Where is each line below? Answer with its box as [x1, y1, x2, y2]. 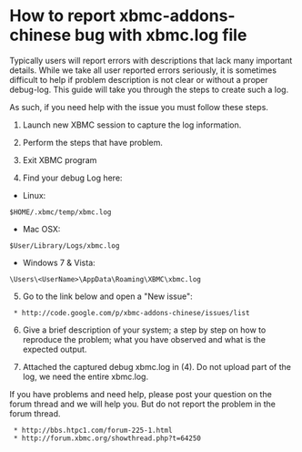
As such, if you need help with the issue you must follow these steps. [9, 101, 268, 112]
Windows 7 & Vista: [22, 257, 96, 268]
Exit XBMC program [22, 154, 97, 165]
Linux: [22, 190, 46, 200]
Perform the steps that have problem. [22, 137, 164, 148]
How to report [9, 5, 116, 26]
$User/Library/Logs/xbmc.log [9, 241, 120, 251]
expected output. [22, 344, 87, 354]
